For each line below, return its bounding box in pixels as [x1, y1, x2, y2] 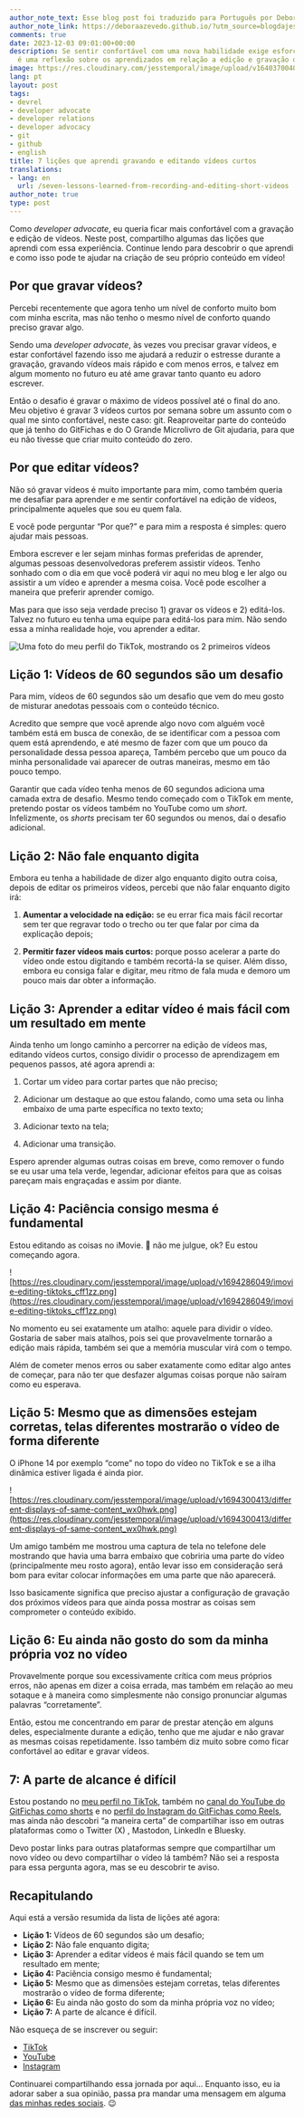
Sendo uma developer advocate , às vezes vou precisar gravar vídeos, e [9, 339, 278, 350]
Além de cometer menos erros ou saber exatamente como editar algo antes [9, 1359, 291, 1370]
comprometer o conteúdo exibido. [9, 1606, 137, 1617]
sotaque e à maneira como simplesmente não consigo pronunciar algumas [9, 1690, 288, 1700]
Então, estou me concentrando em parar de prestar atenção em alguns [9, 1717, 274, 1728]
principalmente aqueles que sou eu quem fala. [9, 503, 183, 514]
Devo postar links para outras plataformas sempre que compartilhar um [9, 1843, 276, 1854]
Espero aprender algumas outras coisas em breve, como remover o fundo [9, 1155, 285, 1166]
